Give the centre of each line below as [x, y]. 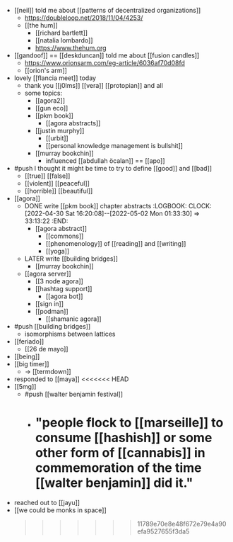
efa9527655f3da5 [163, 531]
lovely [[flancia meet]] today [55, 78]
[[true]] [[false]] [47, 176]
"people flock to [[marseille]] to [129, 423]
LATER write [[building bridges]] [71, 259]
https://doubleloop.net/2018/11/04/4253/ [84, 18]
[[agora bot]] [64, 296]
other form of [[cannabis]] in [120, 453]
